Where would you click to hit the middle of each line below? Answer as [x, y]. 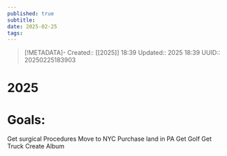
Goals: [26, 120]
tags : [15, 33]
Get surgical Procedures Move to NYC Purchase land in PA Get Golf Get [109, 139]
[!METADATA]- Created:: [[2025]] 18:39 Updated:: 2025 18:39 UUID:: [122, 53]
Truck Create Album [36, 146]
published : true [31, 14]
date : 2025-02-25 [32, 26]
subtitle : [22, 20]
